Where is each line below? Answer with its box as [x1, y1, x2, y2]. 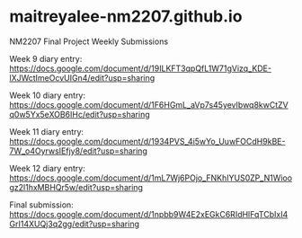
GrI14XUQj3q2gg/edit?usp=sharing [9, 218, 140, 229]
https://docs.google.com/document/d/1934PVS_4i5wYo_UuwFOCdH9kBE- [9, 136, 286, 146]
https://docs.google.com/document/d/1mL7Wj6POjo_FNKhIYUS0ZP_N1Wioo [9, 172, 293, 183]
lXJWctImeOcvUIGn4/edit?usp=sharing [9, 72, 155, 83]
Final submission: [9, 199, 74, 210]
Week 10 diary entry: [9, 90, 86, 101]
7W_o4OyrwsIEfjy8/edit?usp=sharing [9, 145, 148, 156]
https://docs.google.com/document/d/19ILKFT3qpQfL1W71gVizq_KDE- [9, 63, 272, 74]
